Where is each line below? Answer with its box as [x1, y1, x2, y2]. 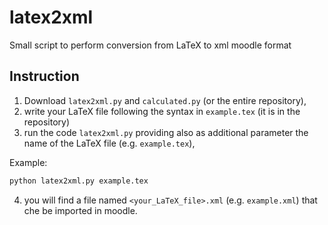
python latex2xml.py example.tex [9, 176, 149, 186]
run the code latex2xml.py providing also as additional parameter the [23, 126, 309, 138]
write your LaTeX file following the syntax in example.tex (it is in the [23, 105, 301, 117]
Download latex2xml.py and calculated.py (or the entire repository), [23, 94, 307, 106]
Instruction [9, 68, 80, 85]
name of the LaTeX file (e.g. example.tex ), [23, 137, 196, 149]
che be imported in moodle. [23, 204, 138, 216]
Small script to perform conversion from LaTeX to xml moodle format [9, 39, 292, 51]
